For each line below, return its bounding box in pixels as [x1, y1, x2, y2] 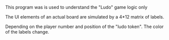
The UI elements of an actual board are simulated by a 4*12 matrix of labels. [5, 14, 164, 19]
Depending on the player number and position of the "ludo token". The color [5, 23, 164, 29]
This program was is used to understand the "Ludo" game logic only [5, 4, 148, 10]
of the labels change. [5, 29, 50, 34]
